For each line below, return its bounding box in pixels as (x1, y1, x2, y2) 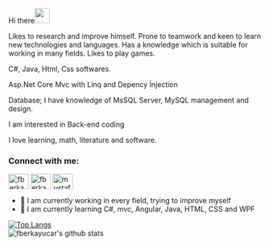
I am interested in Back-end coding (8, 119, 125, 129)
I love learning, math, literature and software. (8, 136, 157, 144)
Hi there (8, 16, 35, 25)
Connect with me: (8, 155, 80, 166)
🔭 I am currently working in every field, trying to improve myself (19, 196, 231, 206)
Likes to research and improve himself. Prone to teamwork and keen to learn (8, 31, 262, 40)
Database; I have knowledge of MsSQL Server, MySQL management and (8, 95, 250, 105)
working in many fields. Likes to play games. (8, 48, 155, 58)
